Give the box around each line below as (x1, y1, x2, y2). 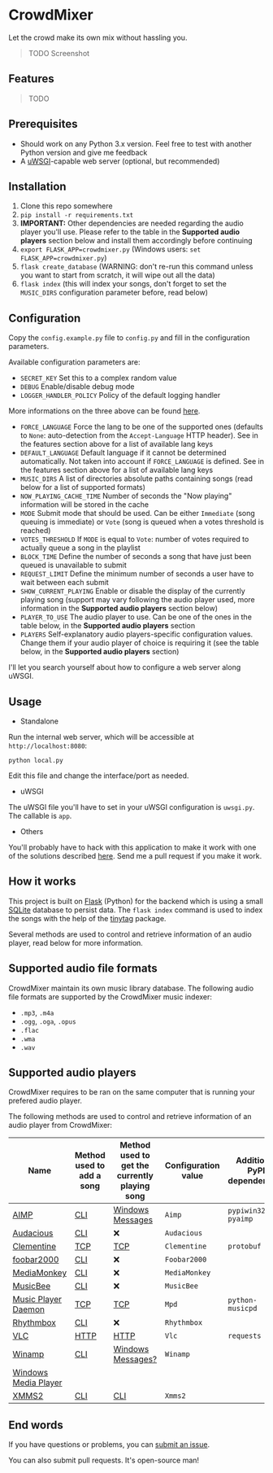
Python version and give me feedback (19, 147, 148, 157)
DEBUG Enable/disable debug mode (19, 382, 136, 391)
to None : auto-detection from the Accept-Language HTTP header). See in (19, 431, 258, 440)
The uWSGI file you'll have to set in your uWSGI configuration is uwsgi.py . (8, 802, 255, 811)
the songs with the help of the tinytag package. (8, 913, 167, 923)
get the (120, 1160, 149, 1171)
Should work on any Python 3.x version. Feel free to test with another (19, 138, 253, 148)
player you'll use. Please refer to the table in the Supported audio (19, 227, 240, 237)
